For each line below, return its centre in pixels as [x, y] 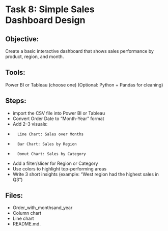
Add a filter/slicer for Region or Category [55, 163]
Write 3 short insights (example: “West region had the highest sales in [86, 174]
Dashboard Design [45, 20]
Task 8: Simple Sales [50, 9]
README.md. [26, 224]
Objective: [22, 39]
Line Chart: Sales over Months [51, 134]
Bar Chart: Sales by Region [47, 144]
